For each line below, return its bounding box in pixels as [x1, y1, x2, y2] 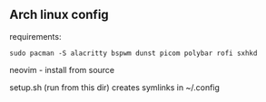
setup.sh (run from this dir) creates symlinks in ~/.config [9, 81, 221, 93]
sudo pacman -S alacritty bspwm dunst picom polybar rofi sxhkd [9, 49, 258, 58]
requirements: [9, 31, 62, 42]
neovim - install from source [9, 64, 115, 75]
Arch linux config [9, 7, 109, 23]
